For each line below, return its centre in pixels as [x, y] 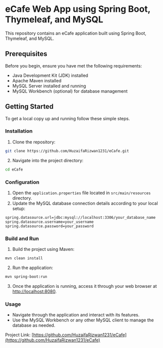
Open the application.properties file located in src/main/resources [81, 193]
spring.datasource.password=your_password [49, 226]
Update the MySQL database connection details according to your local [85, 203]
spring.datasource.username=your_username [49, 222]
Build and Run [22, 239]
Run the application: [33, 268]
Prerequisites [26, 54]
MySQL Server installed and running [49, 86]
